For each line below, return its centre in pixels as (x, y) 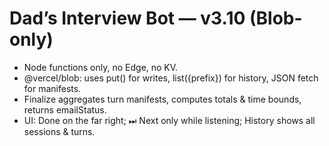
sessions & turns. (59, 131)
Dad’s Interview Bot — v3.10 (127, 18)
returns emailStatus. (65, 109)
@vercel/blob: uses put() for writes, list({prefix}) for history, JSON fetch (171, 78)
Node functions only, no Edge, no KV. (101, 67)
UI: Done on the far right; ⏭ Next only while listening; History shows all (169, 120)
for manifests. (52, 88)
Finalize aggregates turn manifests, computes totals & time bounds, (162, 99)
